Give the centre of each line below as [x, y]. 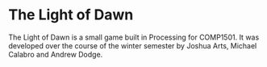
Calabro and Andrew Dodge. [56, 54]
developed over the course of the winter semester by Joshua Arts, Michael [133, 45]
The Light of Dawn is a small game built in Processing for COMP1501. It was [134, 37]
